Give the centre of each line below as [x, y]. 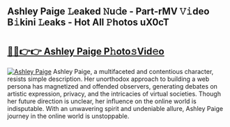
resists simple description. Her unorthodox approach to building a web [108, 79]
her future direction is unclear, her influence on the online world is [102, 101]
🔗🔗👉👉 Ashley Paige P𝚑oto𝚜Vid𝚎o [86, 51]
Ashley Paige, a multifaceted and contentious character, [133, 72]
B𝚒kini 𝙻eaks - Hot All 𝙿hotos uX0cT [88, 23]
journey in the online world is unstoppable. [68, 116]
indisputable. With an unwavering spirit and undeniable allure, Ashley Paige [115, 109]
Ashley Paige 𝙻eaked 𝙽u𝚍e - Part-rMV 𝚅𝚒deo [108, 12]
